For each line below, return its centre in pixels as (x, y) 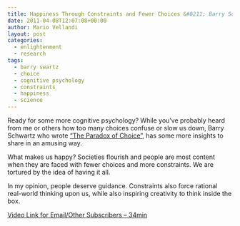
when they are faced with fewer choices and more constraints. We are (111, 164)
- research (30, 54)
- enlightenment (38, 47)
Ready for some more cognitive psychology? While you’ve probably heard (116, 120)
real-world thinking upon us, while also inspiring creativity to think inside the (120, 194)
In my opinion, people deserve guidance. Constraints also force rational (112, 186)
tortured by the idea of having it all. (59, 172)
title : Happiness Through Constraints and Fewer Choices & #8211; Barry (116, 14)
